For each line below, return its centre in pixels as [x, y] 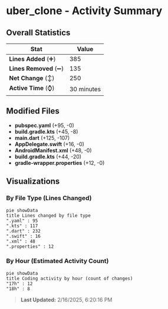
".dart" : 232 [24, 231]
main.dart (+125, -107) [42, 138]
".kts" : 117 [22, 226]
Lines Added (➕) [32, 59]
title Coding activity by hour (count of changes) [70, 278]
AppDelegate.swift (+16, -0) [49, 144]
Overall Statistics [38, 33]
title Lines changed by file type [49, 215]
